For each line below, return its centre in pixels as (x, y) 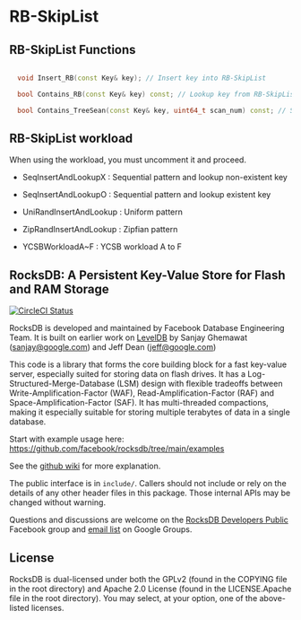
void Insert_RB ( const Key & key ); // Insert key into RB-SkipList (142, 78)
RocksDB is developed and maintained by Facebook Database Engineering (147, 328)
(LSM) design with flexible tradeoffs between (199, 384)
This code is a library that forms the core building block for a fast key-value (148, 364)
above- (273, 598)
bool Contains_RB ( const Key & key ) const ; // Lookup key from (134, 94)
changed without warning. (57, 502)
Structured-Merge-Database (62, 384)
